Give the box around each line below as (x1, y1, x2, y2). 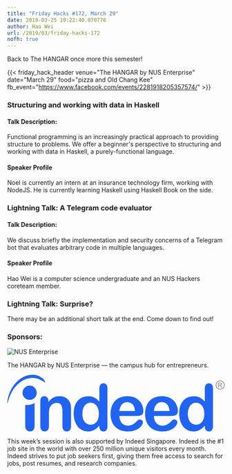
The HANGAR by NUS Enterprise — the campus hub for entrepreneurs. (7, 361, 209, 370)
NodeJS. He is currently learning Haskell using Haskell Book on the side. (7, 186, 213, 194)
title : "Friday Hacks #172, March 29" (7, 10, 119, 17)
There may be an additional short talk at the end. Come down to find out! (7, 315, 214, 323)
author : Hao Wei (7, 23, 54, 30)
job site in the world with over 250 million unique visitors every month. (7, 444, 207, 453)
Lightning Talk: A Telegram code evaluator (7, 203, 153, 213)
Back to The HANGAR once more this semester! (7, 55, 143, 63)
